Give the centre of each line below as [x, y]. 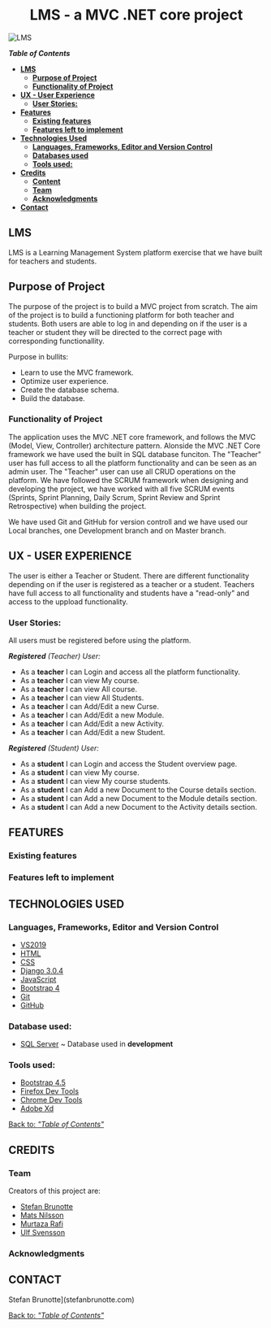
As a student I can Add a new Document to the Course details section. [138, 790]
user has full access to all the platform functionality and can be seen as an [133, 463]
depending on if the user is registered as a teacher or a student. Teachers [131, 584]
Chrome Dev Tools [51, 1100]
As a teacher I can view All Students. [82, 698]
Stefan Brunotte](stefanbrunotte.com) [72, 1300]
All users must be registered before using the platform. [100, 640]
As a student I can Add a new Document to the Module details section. [138, 798]
